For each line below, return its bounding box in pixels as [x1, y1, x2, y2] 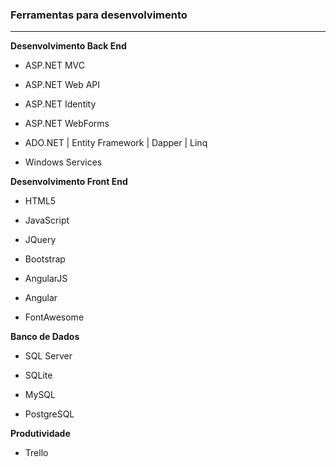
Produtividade [10, 428, 71, 440]
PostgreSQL [24, 408, 75, 420]
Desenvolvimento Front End [10, 176, 128, 188]
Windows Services [24, 156, 103, 168]
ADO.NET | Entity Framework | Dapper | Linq [24, 137, 208, 149]
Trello [24, 447, 49, 459]
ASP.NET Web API [24, 79, 100, 91]
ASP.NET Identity [24, 98, 97, 110]
